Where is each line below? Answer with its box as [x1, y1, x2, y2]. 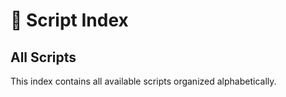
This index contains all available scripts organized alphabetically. [10, 75, 277, 87]
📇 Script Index [10, 9, 129, 32]
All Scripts [10, 49, 77, 66]
